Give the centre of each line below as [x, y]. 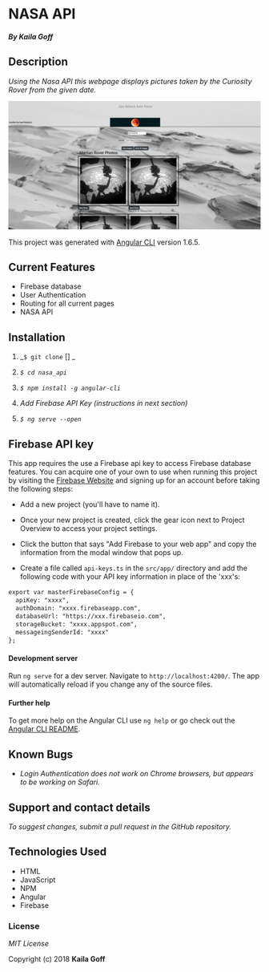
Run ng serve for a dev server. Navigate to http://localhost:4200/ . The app [134, 676]
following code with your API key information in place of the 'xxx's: [130, 576]
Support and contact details [79, 807]
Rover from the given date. [52, 90]
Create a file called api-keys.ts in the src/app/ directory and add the [134, 568]
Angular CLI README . [44, 729]
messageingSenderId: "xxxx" [62, 632]
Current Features [52, 267]
